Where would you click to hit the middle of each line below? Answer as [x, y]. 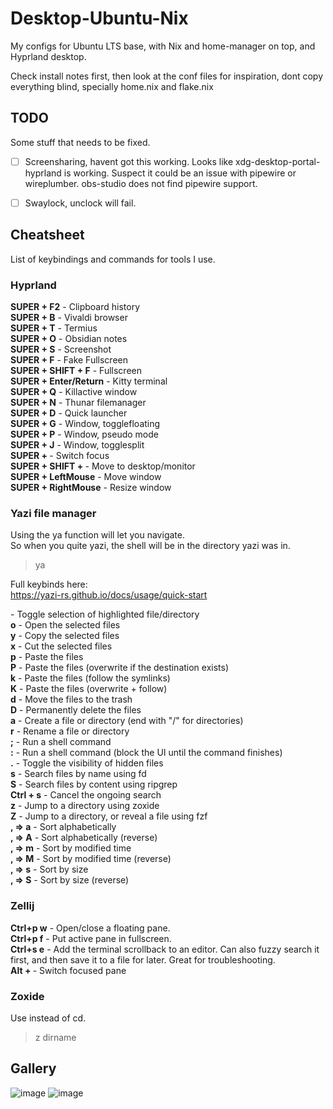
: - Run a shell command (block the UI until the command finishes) [146, 753]
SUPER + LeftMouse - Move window [86, 476]
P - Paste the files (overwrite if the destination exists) [120, 668]
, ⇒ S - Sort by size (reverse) [70, 880]
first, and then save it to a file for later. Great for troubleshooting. [143, 959]
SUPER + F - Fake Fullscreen [69, 359]
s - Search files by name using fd [78, 774]
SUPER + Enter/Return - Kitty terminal [89, 381]
